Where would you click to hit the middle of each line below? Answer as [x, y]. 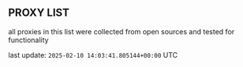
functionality [28, 40]
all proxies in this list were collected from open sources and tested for [121, 31]
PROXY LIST [39, 13]
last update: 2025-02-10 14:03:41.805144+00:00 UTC [93, 55]
